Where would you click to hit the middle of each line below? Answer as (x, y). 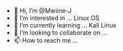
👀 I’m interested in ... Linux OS (56, 18)
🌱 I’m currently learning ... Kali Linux (65, 25)
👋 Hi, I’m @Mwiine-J (42, 11)
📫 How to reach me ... (46, 40)
